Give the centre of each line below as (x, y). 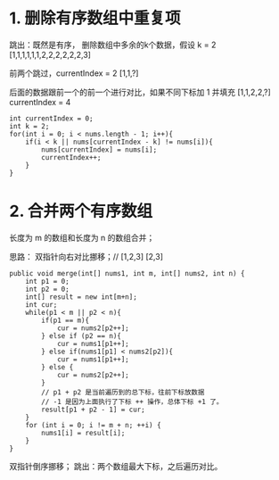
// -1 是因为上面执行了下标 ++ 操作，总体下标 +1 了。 (132, 401)
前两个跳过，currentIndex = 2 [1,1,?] (74, 73)
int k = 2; (29, 126)
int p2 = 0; (47, 289)
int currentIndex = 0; (51, 118)
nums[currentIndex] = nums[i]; (99, 149)
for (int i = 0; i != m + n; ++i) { (94, 425)
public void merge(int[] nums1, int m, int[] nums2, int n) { (127, 273)
